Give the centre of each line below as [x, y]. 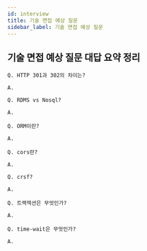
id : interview [28, 14]
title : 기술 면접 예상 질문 [43, 21]
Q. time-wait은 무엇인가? [42, 229]
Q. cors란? [23, 153]
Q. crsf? [20, 177]
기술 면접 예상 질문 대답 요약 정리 [74, 57]
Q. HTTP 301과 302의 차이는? [47, 76]
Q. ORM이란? [23, 127]
